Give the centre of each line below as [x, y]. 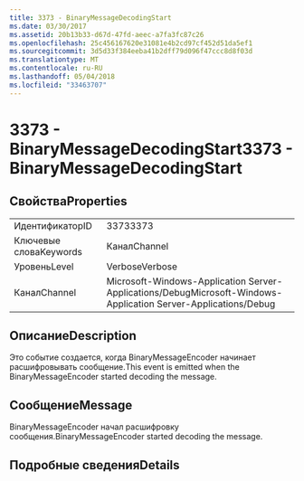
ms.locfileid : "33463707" [58, 85]
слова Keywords [48, 251]
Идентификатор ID [53, 225]
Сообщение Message [71, 405]
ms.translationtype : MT [54, 60]
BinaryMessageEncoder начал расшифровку [94, 427]
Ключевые [37, 240]
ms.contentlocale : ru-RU [56, 69]
